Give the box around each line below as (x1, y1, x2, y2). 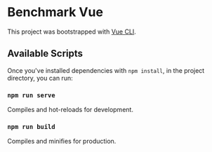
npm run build (7, 123, 55, 130)
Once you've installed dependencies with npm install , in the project (7, 66, 205, 74)
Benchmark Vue (7, 4, 104, 20)
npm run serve (7, 91, 55, 99)
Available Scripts (7, 48, 83, 60)
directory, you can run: (7, 74, 73, 82)
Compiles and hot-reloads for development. (7, 106, 133, 114)
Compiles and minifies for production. (7, 137, 117, 146)
